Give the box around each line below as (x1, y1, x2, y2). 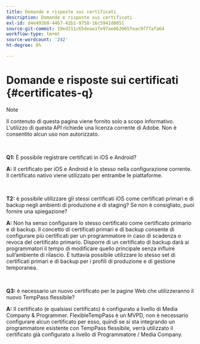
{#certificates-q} (6, 86, 94, 100)
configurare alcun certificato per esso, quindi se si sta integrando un (6, 318, 175, 325)
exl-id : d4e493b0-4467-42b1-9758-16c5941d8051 (6, 20, 125, 26)
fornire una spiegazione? (6, 208, 68, 215)
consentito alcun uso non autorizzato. (6, 130, 99, 137)
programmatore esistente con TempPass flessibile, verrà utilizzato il (6, 324, 174, 331)
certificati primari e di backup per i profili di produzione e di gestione (6, 258, 175, 265)
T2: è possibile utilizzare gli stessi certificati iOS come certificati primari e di (6, 195, 194, 202)
